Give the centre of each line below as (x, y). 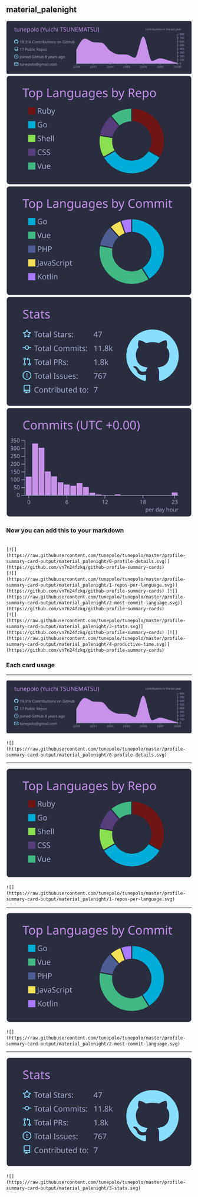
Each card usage (30, 665)
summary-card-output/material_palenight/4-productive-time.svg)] (88, 644)
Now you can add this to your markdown (65, 530)
